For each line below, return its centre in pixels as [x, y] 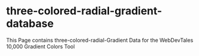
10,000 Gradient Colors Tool [41, 46]
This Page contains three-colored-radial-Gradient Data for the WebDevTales [100, 40]
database [30, 24]
